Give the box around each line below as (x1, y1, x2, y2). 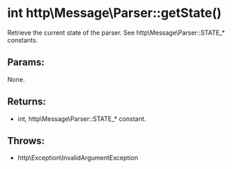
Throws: (7, 134, 45, 146)
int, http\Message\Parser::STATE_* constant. (17, 115, 147, 123)
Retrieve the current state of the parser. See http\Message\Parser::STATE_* (7, 28, 226, 37)
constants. (7, 35, 38, 44)
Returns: (7, 95, 47, 107)
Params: (7, 57, 44, 69)
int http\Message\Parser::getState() (7, 5, 222, 21)
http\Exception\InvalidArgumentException (17, 153, 139, 162)
